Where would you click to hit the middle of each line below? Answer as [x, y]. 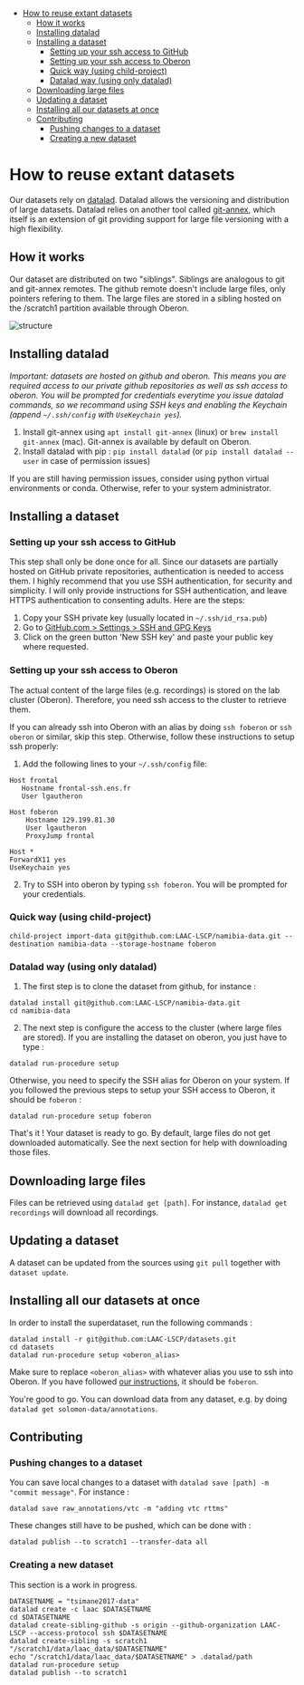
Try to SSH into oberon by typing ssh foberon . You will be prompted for [155, 884]
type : [33, 1047]
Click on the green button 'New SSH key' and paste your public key [148, 637]
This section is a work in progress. [73, 1584]
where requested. [55, 647]
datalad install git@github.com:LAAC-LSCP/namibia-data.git [125, 1003]
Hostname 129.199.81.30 [71, 820]
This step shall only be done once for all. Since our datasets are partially [144, 562]
